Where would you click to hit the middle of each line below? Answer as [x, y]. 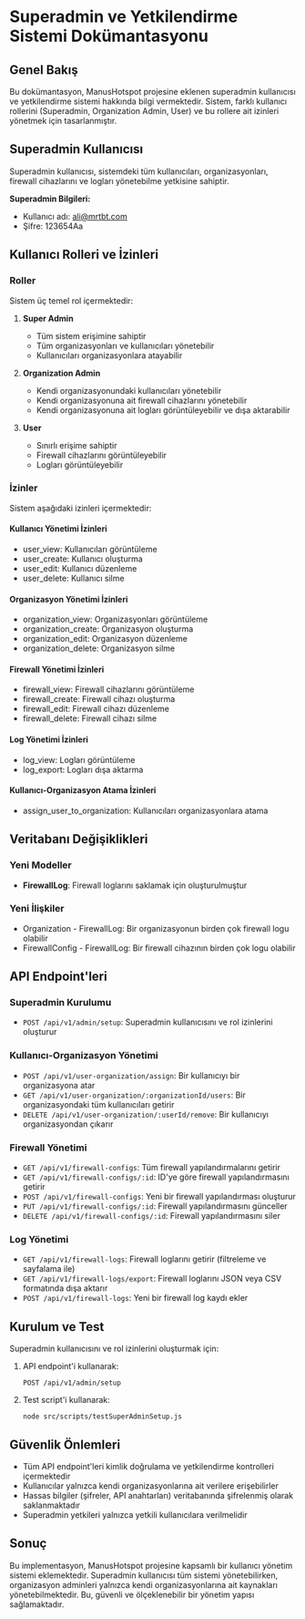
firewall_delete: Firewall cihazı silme [90, 718]
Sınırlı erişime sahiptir [76, 445]
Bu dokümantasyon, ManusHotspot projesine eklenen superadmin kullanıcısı [152, 92]
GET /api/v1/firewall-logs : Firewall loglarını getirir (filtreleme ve [144, 1259]
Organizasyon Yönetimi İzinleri [69, 599]
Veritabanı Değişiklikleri [79, 839]
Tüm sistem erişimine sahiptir [91, 335]
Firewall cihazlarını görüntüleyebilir [101, 455]
